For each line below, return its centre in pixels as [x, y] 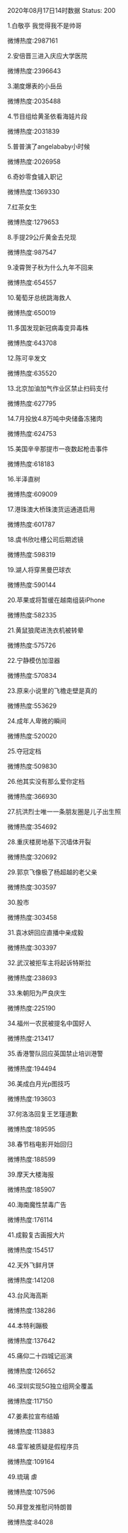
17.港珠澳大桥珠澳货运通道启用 [51, 509]
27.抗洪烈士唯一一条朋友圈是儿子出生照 [64, 812]
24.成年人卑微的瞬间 [37, 721]
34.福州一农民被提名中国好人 [50, 1023]
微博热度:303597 [32, 887]
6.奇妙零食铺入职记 [35, 177]
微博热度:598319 [31, 555]
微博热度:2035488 [34, 101]
